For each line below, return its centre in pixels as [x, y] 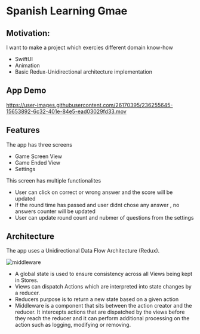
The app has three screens [39, 144]
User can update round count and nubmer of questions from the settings [104, 217]
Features [23, 130]
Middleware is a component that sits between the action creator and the [103, 306]
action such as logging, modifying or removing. [73, 325]
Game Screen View [39, 156]
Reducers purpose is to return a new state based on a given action [97, 299]
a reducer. [27, 293]
